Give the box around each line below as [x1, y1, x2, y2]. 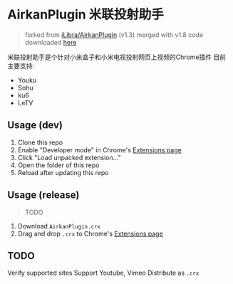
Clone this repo [17, 138, 63, 147]
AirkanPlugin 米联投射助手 [7, 6, 164, 23]
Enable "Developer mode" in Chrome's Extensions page [17, 145, 182, 154]
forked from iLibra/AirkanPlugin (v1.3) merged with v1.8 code [24, 30, 204, 39]
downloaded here [24, 38, 77, 46]
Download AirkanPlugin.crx [17, 221, 101, 230]
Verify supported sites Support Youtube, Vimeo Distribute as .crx [7, 268, 200, 278]
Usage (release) [7, 189, 80, 201]
